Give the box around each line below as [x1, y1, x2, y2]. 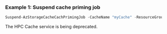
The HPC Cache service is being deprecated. [5, 24, 98, 30]
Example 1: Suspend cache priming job [5, 4, 100, 11]
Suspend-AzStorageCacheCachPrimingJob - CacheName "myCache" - [5, 15, 137, 20]
